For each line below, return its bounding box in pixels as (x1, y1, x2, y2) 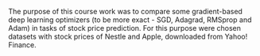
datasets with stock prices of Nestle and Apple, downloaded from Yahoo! (8, 32, 248, 41)
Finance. (8, 40, 37, 50)
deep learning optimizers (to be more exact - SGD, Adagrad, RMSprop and (8, 15, 252, 24)
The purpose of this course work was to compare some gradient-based (8, 7, 243, 16)
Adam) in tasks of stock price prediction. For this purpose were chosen (8, 24, 241, 32)
